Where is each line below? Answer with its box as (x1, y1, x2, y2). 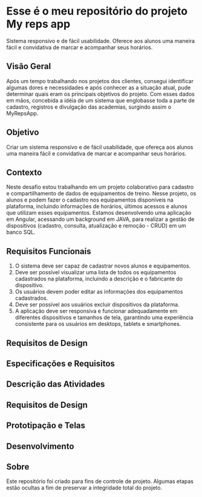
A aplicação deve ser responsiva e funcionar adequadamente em (15, 308, 178, 315)
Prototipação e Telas (6, 421, 86, 431)
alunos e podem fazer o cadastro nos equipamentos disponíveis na (6, 196, 174, 204)
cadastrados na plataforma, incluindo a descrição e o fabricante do (15, 275, 183, 283)
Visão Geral (6, 61, 51, 72)
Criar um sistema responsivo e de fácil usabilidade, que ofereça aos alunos (6, 143, 194, 150)
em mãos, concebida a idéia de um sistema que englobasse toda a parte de (6, 96, 195, 104)
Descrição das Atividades (6, 379, 105, 390)
